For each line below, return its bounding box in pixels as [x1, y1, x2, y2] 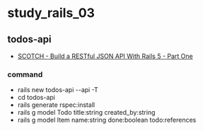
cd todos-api [17, 93, 55, 102]
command [7, 69, 43, 79]
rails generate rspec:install [17, 101, 95, 109]
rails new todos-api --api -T [17, 86, 99, 94]
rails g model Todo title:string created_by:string [17, 108, 156, 117]
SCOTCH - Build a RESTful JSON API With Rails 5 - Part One [17, 52, 193, 60]
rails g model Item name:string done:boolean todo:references [17, 115, 197, 125]
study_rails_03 [7, 5, 95, 21]
